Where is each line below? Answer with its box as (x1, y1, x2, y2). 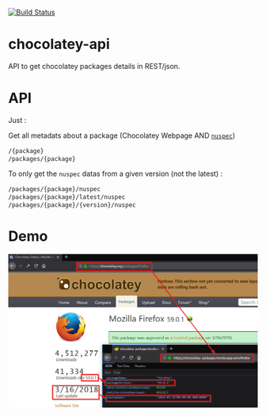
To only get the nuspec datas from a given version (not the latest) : (8, 169, 223, 178)
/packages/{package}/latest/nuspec (8, 193, 126, 201)
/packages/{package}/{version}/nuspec (8, 200, 136, 209)
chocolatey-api (8, 36, 111, 53)
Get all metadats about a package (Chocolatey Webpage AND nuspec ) (8, 131, 236, 140)
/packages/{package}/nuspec (8, 185, 101, 193)
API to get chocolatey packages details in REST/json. (8, 61, 180, 71)
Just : (8, 115, 27, 124)
